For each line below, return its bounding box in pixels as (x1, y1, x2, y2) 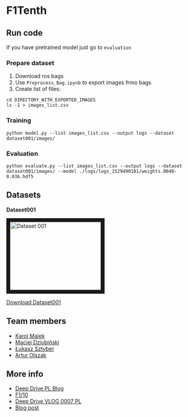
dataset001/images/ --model (6, 168, 77, 174)
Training (6, 116, 31, 124)
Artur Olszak (15, 351, 47, 358)
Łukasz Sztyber (15, 345, 54, 352)
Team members (6, 316, 66, 326)
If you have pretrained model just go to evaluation (6, 44, 132, 51)
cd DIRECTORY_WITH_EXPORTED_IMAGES (6, 97, 96, 103)
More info (6, 369, 44, 379)
